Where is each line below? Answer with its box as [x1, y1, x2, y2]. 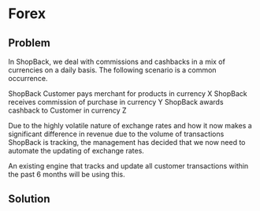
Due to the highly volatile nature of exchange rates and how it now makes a [8, 121, 252, 130]
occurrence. [8, 74, 48, 83]
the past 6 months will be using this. [8, 170, 125, 179]
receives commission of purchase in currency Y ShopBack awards [8, 98, 224, 106]
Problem [8, 36, 51, 50]
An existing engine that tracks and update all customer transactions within [8, 161, 249, 170]
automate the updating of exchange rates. [8, 146, 144, 155]
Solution [8, 192, 50, 205]
